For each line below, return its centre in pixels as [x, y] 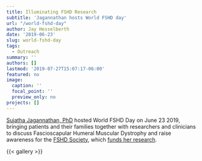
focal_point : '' [32, 91]
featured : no [23, 74]
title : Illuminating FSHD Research [52, 12]
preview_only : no [34, 97]
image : [15, 80]
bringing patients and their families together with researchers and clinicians [101, 126]
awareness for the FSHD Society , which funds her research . [82, 139]
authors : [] [21, 63]
